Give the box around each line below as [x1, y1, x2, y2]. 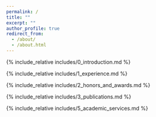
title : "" [6, 14, 31, 20]
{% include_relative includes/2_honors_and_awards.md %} [6, 81, 151, 88]
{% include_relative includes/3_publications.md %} [6, 93, 132, 100]
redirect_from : [6, 31, 44, 37]
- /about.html [11, 42, 46, 48]
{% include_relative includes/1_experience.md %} [6, 70, 128, 77]
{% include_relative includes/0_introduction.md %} [6, 58, 131, 66]
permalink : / [6, 8, 39, 15]
